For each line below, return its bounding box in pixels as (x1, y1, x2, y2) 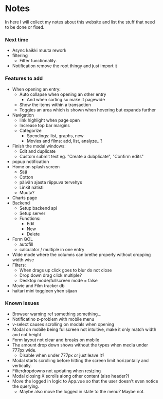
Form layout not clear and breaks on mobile (12, 337, 100, 343)
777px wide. (12, 347, 36, 353)
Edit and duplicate (19, 148, 56, 154)
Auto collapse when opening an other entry (19, 91, 107, 97)
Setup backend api (19, 205, 57, 211)
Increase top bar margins (19, 122, 70, 128)
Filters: (12, 262, 26, 268)
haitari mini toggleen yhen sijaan (12, 288, 77, 293)
